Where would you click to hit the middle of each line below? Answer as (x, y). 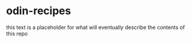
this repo (17, 33)
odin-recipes (39, 11)
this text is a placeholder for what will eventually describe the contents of (95, 27)
